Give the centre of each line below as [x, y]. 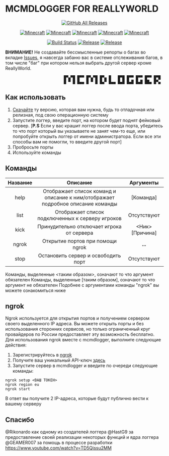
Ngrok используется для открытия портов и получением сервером [77, 318]
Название [20, 182]
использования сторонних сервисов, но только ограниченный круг [78, 329]
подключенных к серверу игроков [79, 218]
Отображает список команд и [79, 191]
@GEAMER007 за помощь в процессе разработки [59, 443]
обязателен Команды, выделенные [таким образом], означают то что [80, 280]
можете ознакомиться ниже [36, 290]
